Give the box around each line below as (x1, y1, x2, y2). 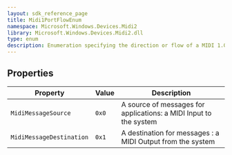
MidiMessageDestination (10, 133, 89, 141)
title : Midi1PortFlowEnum (7, 17, 81, 23)
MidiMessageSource (10, 109, 71, 117)
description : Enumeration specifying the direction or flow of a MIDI (7, 42, 215, 49)
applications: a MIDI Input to (121, 108, 212, 118)
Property (34, 87, 65, 97)
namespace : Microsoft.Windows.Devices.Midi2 (7, 23, 137, 30)
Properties (7, 68, 54, 79)
